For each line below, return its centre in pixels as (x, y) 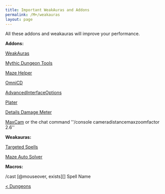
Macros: (14, 167)
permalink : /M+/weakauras (32, 15)
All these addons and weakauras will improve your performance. (73, 34)
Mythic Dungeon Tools (29, 63)
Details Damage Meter (29, 112)
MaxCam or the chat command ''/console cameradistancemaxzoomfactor (82, 122)
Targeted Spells (22, 147)
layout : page (19, 19)
